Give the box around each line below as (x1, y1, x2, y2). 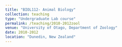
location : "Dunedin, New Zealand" (5, 35, 76, 40)
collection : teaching (5, 12, 50, 17)
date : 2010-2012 (5, 30, 38, 35)
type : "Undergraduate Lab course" (5, 16, 76, 21)
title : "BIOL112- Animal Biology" (5, 7, 76, 12)
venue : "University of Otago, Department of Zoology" (5, 25, 118, 30)
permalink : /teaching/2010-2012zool (5, 21, 80, 26)
